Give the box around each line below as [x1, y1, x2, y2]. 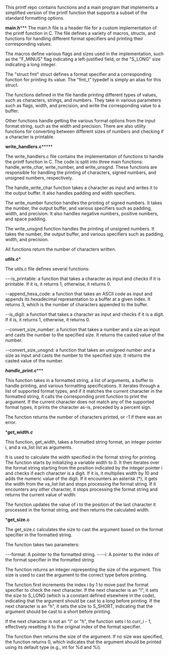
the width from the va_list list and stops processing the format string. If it [5, 481, 156, 487]
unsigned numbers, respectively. [5, 175, 73, 181]
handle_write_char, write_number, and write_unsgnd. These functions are [5, 164, 157, 170]
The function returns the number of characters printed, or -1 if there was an [5, 414, 162, 420]
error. [5, 419, 17, 425]
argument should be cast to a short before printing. [5, 609, 111, 615]
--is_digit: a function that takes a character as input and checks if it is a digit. [5, 311, 164, 317]
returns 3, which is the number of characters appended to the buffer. [5, 302, 148, 307]
